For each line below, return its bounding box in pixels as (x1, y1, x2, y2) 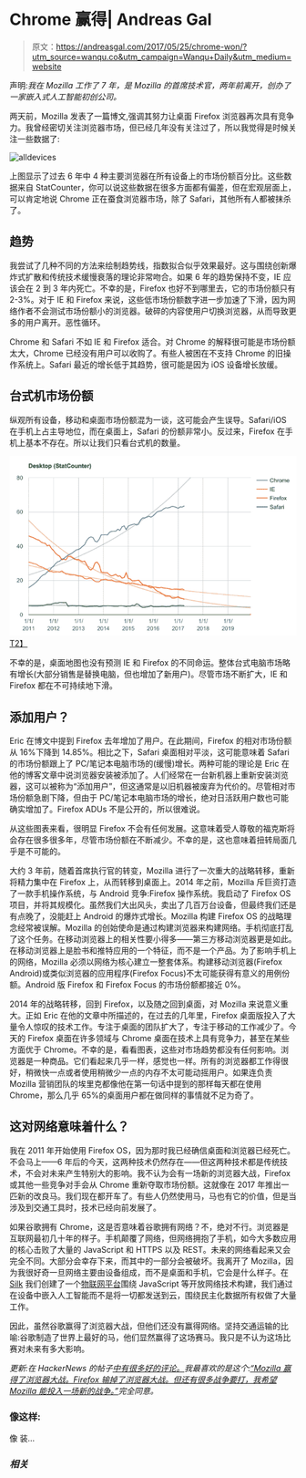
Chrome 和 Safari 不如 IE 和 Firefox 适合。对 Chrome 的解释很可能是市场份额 (9, 336, 296, 347)
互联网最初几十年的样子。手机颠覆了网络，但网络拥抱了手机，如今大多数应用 (9, 1233, 297, 1244)
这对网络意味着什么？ (9, 1119, 129, 1134)
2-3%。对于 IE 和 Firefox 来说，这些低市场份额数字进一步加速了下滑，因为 (9, 294, 289, 305)
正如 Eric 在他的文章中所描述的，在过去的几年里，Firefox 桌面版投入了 (25, 1009, 289, 1020)
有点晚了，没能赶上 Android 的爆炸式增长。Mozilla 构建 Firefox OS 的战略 (9, 910, 284, 922)
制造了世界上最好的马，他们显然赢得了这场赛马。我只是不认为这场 (36, 1331, 284, 1342)
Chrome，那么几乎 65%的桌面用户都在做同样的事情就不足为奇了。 (9, 1090, 260, 1101)
